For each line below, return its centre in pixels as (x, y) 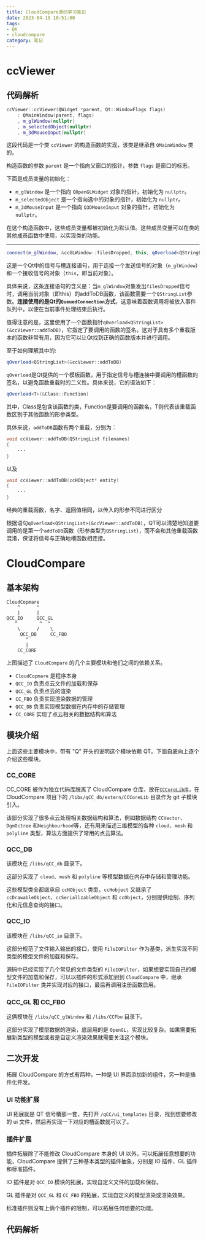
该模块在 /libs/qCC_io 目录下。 (46, 935)
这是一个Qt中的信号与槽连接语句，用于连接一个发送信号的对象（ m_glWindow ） (102, 265)
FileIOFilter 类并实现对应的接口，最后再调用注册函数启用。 (83, 985)
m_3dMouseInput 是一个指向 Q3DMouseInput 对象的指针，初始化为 (95, 207)
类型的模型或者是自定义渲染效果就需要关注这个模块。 (84, 1037)
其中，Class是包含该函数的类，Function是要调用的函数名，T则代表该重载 (99, 407)
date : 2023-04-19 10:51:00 (41, 18)
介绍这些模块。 (25, 758)
